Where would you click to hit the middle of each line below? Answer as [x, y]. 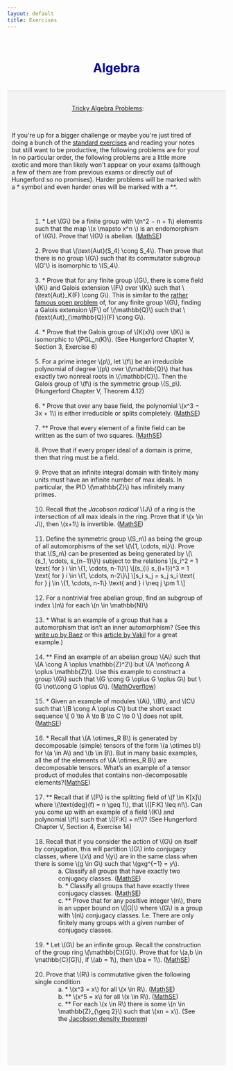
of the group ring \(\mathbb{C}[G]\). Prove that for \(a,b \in [118, 952]
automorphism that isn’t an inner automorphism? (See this [117, 628]
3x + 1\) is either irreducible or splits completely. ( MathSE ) [118, 414]
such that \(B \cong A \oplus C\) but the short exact [108, 709]
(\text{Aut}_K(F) [57, 295]
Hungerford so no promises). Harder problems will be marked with [106, 180]
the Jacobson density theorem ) [103, 1019]
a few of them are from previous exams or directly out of [92, 172]
